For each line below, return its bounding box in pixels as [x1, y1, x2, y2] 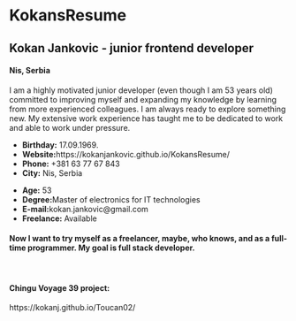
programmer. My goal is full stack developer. [27, 242, 196, 253]
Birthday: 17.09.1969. [21, 139, 99, 150]
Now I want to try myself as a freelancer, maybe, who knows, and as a [9, 233, 270, 244]
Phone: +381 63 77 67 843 [21, 158, 121, 169]
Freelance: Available [21, 213, 97, 224]
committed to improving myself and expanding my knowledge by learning [9, 94, 277, 104]
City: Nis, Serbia [21, 167, 83, 178]
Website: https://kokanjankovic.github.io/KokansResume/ [21, 149, 230, 159]
